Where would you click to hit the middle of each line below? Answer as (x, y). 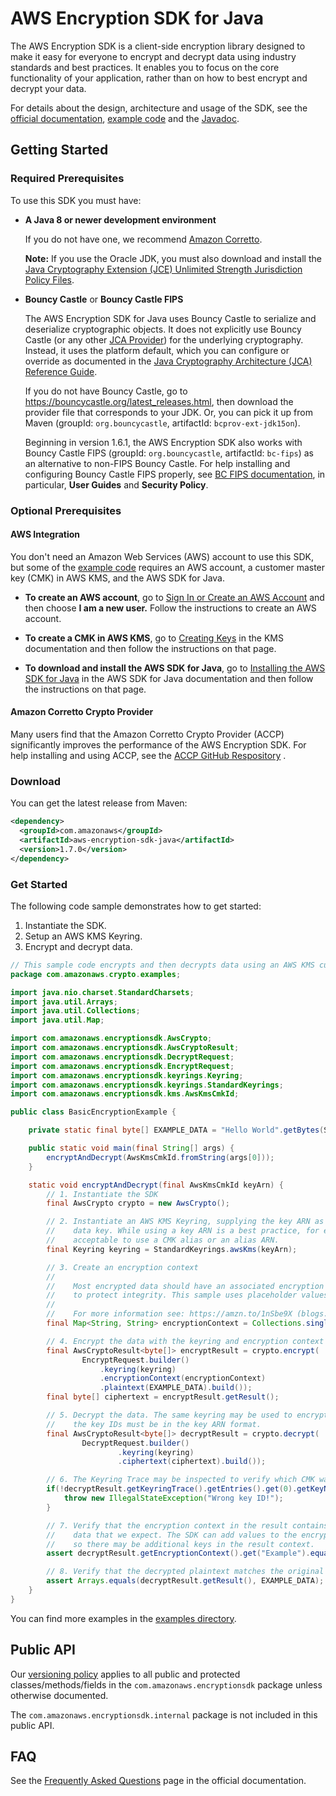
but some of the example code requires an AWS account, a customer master (168, 567)
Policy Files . (49, 279)
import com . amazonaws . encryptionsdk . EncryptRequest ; (122, 1066)
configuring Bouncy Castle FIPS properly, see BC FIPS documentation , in (175, 474)
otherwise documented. (59, 1695)
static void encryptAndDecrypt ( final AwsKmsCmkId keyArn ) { (156, 1185)
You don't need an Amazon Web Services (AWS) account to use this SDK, (162, 556)
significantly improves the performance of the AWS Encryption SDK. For (158, 744)
